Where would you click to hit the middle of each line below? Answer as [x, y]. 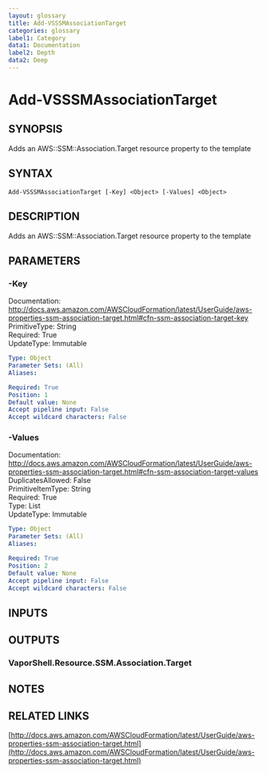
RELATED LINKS [49, 716]
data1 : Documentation [44, 46]
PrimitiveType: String [42, 327]
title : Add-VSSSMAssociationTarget [68, 23]
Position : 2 [28, 566]
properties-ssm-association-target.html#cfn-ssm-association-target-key [129, 318]
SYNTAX [31, 174]
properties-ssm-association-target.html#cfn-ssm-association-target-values [133, 472]
